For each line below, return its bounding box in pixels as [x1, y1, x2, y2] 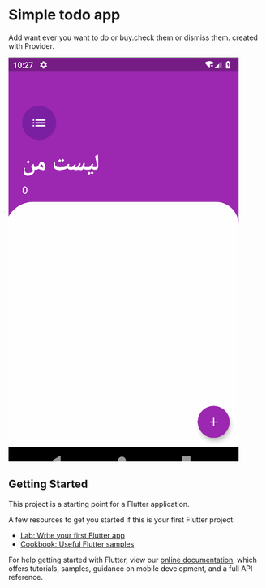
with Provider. [8, 41, 55, 50]
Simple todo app [8, 6, 121, 24]
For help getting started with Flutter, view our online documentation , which [8, 555, 258, 564]
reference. [8, 572, 43, 582]
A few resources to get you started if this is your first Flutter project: [8, 514, 235, 525]
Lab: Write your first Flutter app [19, 530, 126, 540]
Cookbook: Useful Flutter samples [19, 538, 135, 549]
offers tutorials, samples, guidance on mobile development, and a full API [8, 563, 253, 573]
